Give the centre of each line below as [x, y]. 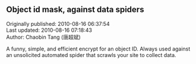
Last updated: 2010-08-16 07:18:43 [49, 30]
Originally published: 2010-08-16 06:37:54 [58, 23]
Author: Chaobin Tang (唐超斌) [44, 37]
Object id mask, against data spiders [75, 10]
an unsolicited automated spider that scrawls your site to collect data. [91, 55]
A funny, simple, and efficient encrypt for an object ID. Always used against [98, 49]
